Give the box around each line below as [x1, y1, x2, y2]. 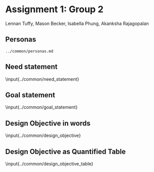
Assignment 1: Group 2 [5, 4, 104, 15]
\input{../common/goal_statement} [5, 104, 78, 110]
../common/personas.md [5, 48, 54, 54]
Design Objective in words [5, 119, 91, 128]
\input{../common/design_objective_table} [5, 161, 93, 166]
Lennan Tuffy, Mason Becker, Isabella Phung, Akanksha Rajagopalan [5, 20, 149, 26]
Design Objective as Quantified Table [5, 147, 126, 156]
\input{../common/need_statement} [5, 76, 80, 82]
